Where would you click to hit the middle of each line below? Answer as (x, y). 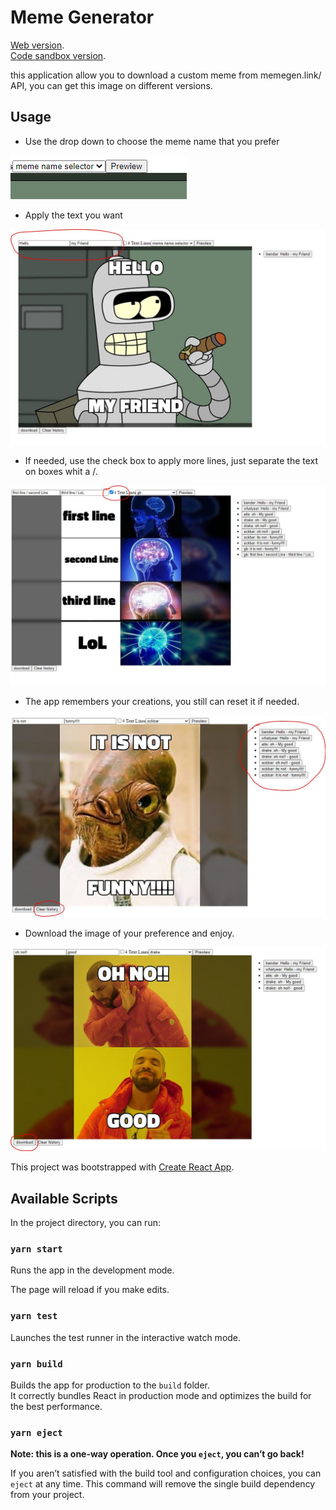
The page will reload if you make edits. (90, 1290)
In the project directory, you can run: (85, 1223)
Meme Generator (82, 17)
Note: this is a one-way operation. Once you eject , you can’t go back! (157, 1454)
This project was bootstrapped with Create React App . (122, 1167)
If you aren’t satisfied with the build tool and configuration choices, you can (166, 1473)
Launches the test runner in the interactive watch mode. (126, 1337)
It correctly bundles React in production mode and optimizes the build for (161, 1396)
